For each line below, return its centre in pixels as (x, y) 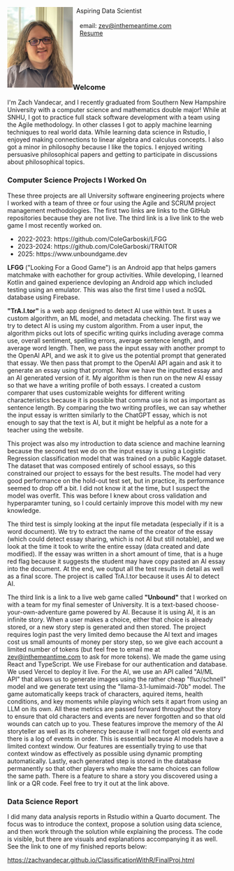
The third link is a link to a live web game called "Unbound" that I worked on (117, 597)
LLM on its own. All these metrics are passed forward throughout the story (114, 708)
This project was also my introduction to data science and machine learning (116, 443)
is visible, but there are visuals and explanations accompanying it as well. (112, 839)
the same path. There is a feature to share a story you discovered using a (112, 776)
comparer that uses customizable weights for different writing (96, 392)
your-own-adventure (37, 612)
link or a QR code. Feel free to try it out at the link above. (88, 783)
